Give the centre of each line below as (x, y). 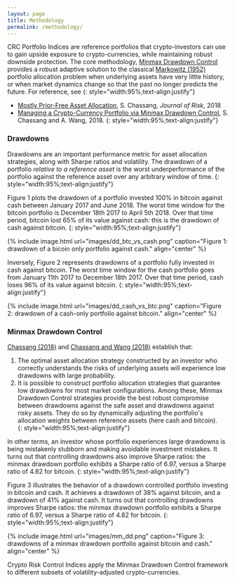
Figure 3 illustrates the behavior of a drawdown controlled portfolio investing (118, 485)
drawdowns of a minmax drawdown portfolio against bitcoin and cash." (110, 544)
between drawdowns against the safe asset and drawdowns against (116, 405)
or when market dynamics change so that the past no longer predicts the (113, 84)
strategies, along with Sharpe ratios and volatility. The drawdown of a (108, 161)
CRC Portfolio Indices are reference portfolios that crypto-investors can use (116, 47)
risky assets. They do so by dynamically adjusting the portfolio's (110, 413)
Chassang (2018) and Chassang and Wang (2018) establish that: (100, 346)
